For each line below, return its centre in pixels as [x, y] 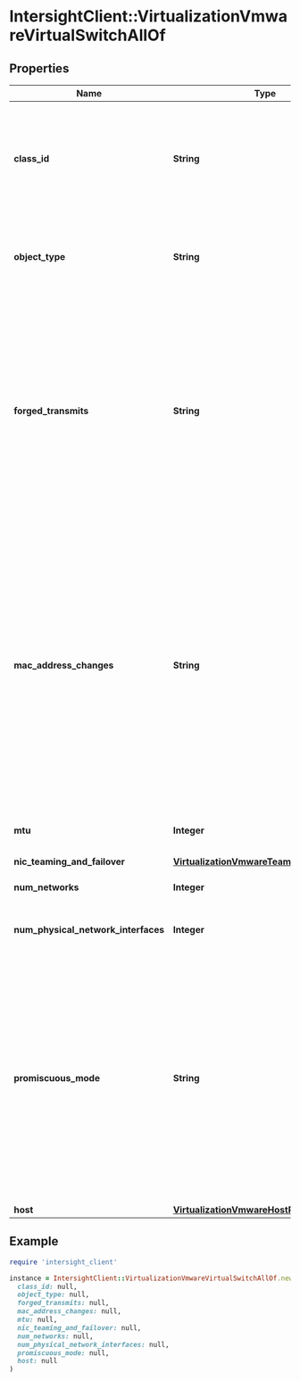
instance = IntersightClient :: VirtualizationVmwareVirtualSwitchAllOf [143, 1278]
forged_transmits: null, [63, 1303]
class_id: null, [47, 1286]
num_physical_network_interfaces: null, [93, 1344]
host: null [37, 1361]
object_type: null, [54, 1295]
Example [34, 1241]
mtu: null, [37, 1320]
